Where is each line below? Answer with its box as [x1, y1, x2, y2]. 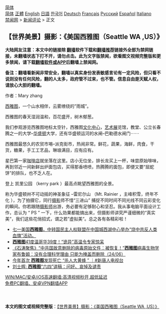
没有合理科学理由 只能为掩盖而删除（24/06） [34, 251, 126, 257]
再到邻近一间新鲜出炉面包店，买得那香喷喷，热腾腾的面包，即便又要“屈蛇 [5, 163, 155, 169]
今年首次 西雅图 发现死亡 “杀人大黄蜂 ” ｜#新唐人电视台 [12, 257, 124, 263]
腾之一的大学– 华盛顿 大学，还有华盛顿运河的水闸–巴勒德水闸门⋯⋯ [5, 130, 139, 136]
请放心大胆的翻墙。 [5, 82, 44, 88]
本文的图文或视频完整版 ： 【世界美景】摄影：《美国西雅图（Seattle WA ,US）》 [5, 303, 160, 309]
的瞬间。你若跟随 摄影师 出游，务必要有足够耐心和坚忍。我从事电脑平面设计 [5, 203, 157, 209]
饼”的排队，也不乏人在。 [5, 170, 55, 176]
